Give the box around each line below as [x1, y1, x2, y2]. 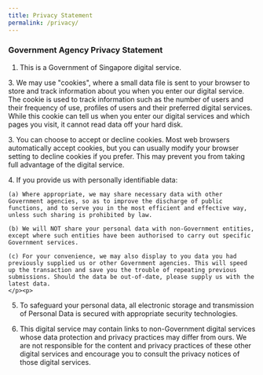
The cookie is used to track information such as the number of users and [8, 94, 243, 104]
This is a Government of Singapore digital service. [19, 62, 182, 72]
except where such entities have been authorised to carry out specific [8, 231, 251, 240]
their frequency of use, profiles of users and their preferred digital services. [8, 103, 253, 112]
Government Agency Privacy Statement [8, 45, 163, 56]
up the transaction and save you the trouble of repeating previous [8, 266, 237, 274]
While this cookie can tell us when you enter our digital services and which [8, 111, 250, 120]
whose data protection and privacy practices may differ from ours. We [19, 332, 247, 342]
